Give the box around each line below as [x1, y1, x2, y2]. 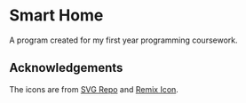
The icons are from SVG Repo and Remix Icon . [9, 83, 179, 94]
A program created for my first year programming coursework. [9, 35, 238, 45]
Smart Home [9, 5, 104, 26]
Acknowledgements [9, 60, 123, 75]
